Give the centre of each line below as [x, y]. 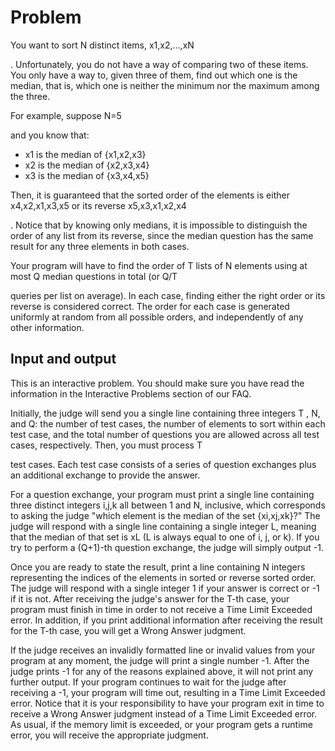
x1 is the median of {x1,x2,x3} [85, 154]
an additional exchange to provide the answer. [105, 475]
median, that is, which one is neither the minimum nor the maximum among [165, 85]
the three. [30, 96]
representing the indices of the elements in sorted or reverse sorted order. [163, 577]
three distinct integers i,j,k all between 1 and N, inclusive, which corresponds [168, 505]
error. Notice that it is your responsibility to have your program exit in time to [167, 703]
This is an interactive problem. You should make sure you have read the [157, 383]
